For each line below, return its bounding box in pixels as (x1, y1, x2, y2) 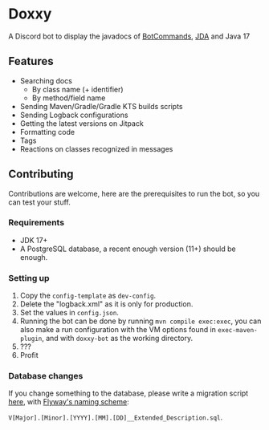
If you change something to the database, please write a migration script (8, 388, 249, 398)
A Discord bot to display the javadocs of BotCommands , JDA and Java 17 (8, 31, 251, 41)
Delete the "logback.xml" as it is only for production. (19, 299, 194, 309)
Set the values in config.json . (19, 308, 119, 318)
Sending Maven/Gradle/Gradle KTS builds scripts (19, 101, 183, 111)
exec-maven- (218, 327, 259, 335)
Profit (19, 351, 39, 360)
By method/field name (31, 93, 106, 103)
